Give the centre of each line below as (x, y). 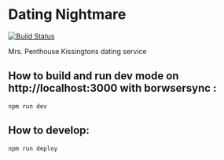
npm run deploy (33, 148)
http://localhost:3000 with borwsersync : (112, 88)
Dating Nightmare (67, 15)
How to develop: (49, 131)
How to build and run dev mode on (94, 76)
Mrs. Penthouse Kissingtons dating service (77, 51)
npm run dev (28, 106)
